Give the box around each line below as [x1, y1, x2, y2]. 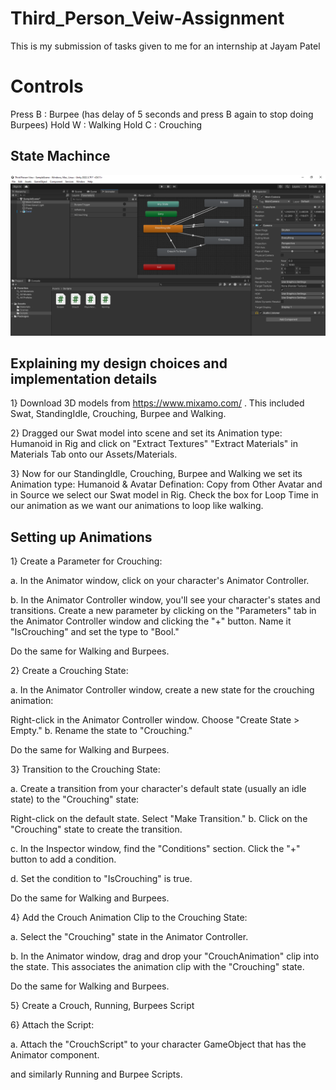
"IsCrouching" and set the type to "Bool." [10, 626, 180, 638]
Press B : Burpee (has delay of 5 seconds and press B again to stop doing [10, 108, 314, 120]
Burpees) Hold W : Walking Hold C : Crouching [10, 118, 203, 131]
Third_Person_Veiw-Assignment [10, 7, 285, 30]
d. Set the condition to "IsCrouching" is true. [10, 873, 193, 885]
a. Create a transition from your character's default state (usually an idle [10, 783, 307, 795]
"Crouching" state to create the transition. [10, 823, 183, 836]
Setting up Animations [10, 528, 153, 546]
